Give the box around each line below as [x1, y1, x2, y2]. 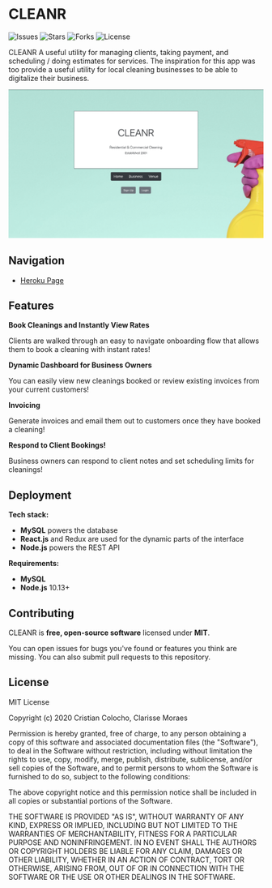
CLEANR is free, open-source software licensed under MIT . [8, 628, 210, 637]
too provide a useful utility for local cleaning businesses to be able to [8, 64, 238, 74]
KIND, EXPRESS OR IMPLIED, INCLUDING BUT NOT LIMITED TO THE [8, 820, 238, 830]
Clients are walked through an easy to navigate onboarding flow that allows [8, 336, 260, 345]
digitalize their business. [8, 73, 90, 83]
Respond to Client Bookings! [8, 440, 107, 450]
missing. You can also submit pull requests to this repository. [8, 652, 211, 662]
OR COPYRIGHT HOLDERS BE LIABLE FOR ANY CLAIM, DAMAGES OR [8, 846, 243, 856]
